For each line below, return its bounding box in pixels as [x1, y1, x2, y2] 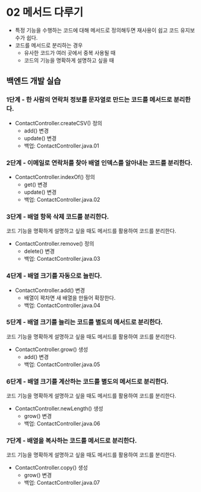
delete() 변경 [23, 248, 55, 255]
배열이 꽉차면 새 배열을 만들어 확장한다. [23, 294, 116, 301]
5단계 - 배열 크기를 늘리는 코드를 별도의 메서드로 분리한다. [6, 318, 163, 326]
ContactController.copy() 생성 [14, 464, 88, 472]
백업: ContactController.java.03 [23, 255, 100, 263]
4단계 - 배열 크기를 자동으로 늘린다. [6, 272, 102, 280]
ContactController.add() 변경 [14, 287, 85, 294]
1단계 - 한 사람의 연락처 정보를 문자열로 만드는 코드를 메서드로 [6, 96, 173, 104]
